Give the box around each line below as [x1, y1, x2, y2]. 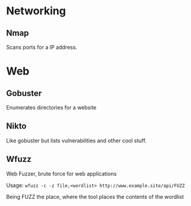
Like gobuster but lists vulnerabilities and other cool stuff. [6, 137, 147, 144]
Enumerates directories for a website [6, 104, 97, 111]
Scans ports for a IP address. [6, 43, 77, 51]
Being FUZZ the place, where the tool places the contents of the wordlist [6, 193, 184, 200]
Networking [6, 4, 67, 18]
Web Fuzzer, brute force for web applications [6, 170, 117, 177]
